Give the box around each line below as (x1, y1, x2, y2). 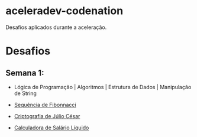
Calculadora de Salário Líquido (14, 124, 89, 131)
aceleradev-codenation (5, 4, 124, 18)
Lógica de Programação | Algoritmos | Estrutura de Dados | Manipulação (14, 83, 192, 90)
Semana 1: (5, 68, 44, 78)
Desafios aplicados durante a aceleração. (5, 24, 107, 31)
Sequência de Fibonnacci (14, 101, 76, 108)
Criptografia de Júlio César (14, 112, 80, 119)
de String (14, 90, 37, 97)
